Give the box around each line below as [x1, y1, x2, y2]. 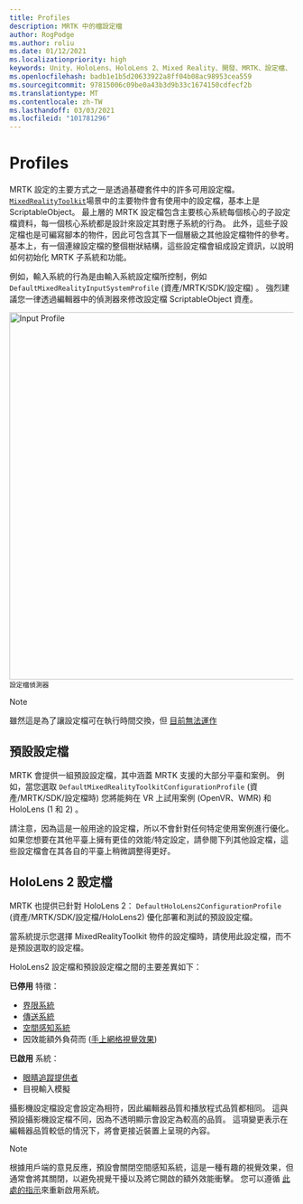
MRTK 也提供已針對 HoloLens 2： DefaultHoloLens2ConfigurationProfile [9, 900, 282, 911]
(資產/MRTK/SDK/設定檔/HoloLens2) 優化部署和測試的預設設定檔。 [9, 911, 258, 922]
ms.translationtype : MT [9, 89, 99, 98]
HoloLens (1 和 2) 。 [9, 804, 84, 814]
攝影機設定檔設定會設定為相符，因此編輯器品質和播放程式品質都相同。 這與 [9, 1102, 289, 1113]
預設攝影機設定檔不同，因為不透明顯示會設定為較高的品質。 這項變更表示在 [9, 1114, 289, 1124]
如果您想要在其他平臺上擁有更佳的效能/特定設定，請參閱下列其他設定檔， [9, 833, 281, 845]
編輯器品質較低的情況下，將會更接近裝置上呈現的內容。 [9, 1124, 215, 1135]
